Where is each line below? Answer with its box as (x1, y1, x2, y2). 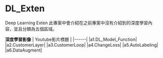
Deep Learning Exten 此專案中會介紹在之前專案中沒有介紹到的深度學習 (5, 20, 149, 26)
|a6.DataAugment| (5, 47, 42, 53)
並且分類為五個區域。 (13, 26, 57, 32)
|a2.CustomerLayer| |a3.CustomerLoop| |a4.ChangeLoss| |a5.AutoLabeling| (5, 42, 159, 48)
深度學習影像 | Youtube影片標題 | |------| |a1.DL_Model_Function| (5, 36, 137, 42)
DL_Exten (5, 3, 45, 14)
